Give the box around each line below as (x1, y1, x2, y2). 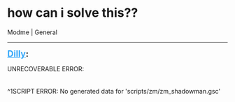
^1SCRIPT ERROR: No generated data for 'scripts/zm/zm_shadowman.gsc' (7, 87, 221, 95)
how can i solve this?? (7, 5, 138, 21)
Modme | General (7, 28, 58, 36)
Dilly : (7, 48, 29, 59)
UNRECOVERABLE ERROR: (7, 64, 85, 73)
